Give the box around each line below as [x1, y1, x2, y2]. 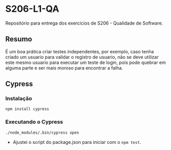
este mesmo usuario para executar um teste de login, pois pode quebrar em [5, 59, 166, 66]
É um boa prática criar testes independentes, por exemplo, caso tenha [5, 48, 154, 54]
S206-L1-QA [5, 3, 60, 15]
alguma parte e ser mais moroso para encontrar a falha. [5, 65, 123, 71]
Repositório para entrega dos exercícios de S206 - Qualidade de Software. [5, 20, 163, 26]
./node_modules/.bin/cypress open [5, 130, 80, 135]
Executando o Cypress [5, 118, 63, 125]
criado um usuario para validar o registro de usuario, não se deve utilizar [5, 54, 159, 60]
